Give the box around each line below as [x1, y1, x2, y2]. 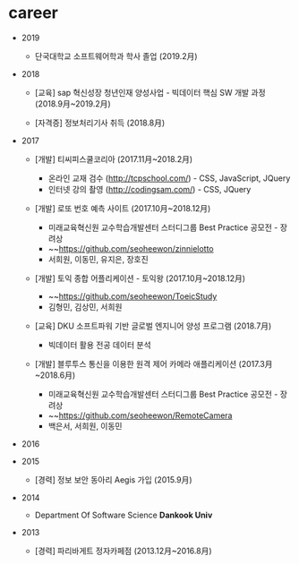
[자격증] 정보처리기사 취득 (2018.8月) [34, 117, 166, 128]
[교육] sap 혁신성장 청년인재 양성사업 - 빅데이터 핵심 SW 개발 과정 [34, 87, 266, 98]
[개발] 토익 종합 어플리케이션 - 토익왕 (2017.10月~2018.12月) [34, 272, 246, 284]
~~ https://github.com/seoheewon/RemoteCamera [47, 410, 233, 421]
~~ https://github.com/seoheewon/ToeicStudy [47, 290, 218, 302]
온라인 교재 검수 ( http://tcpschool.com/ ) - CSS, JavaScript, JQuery [47, 173, 291, 184]
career [8, 3, 59, 23]
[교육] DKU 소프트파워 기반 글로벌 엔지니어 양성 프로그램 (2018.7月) [34, 320, 272, 331]
